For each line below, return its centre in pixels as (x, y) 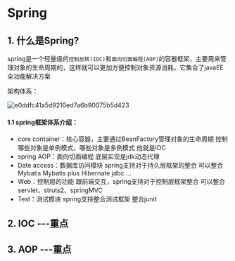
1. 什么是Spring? (43, 40)
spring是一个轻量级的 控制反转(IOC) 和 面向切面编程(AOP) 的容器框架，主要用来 (114, 59)
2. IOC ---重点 (38, 223)
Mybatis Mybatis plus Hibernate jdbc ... (74, 173)
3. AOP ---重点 (39, 249)
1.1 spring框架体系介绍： (43, 122)
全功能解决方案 (29, 76)
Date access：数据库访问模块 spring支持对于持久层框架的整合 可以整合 (120, 166)
